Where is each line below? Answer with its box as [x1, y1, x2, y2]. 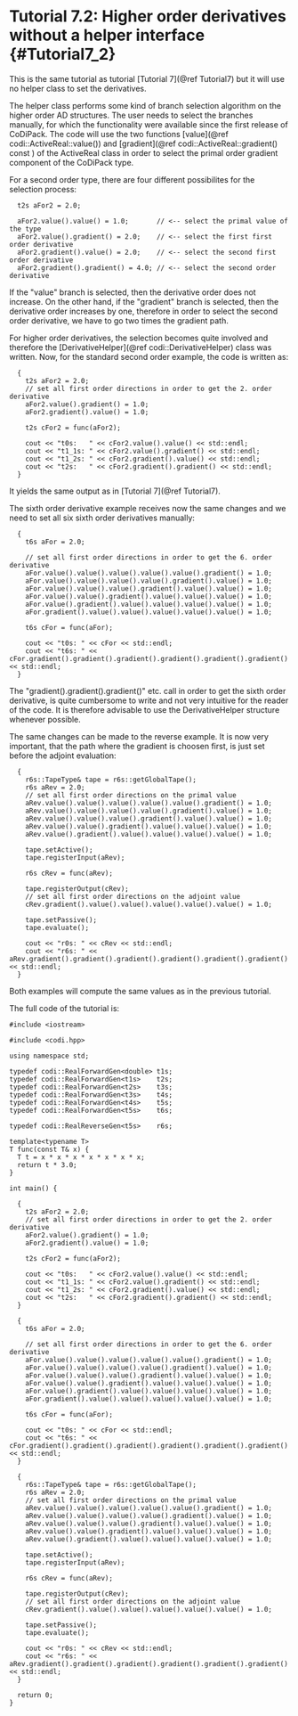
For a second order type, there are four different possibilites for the [9, 174, 255, 184]
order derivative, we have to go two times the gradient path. [9, 315, 229, 326]
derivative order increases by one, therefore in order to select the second [9, 306, 278, 316]
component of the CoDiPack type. [9, 157, 134, 168]
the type [9, 225, 42, 233]
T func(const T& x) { [9, 1145, 90, 1154]
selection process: [9, 184, 77, 194]
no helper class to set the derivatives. [9, 83, 147, 94]
